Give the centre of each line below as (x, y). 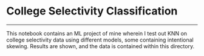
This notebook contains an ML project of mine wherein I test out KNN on (97, 33)
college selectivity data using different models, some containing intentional (100, 40)
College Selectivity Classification (92, 11)
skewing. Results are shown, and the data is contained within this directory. (100, 46)
